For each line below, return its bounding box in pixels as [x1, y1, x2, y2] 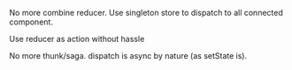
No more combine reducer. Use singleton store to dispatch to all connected [9, 8, 283, 17]
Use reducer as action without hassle [9, 34, 145, 44]
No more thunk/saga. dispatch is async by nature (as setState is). [9, 51, 248, 60]
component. [9, 17, 53, 27]
